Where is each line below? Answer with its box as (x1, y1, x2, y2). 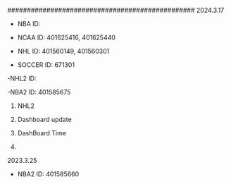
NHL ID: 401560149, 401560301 (17, 47, 110, 55)
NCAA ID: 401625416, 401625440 (17, 33, 116, 42)
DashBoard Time (17, 129, 67, 137)
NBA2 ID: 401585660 (17, 170, 80, 178)
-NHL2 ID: (7, 74, 37, 82)
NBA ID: (17, 20, 41, 27)
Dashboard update (17, 116, 72, 123)
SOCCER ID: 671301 (17, 61, 75, 69)
